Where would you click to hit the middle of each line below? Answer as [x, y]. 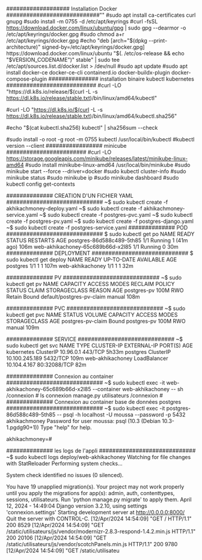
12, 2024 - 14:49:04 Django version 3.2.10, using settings [77, 506]
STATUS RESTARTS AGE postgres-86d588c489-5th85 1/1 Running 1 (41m [97, 240]
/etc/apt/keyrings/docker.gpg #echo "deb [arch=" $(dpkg [77, 41]
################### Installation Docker [62, 9]
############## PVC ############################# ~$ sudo [96, 308]
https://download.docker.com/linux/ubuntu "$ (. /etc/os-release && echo [95, 53]
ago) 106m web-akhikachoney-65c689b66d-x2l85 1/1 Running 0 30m [92, 247]
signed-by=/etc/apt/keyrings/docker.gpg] [93, 47]
